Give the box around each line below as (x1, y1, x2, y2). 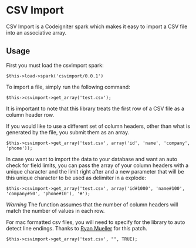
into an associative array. (6, 29, 67, 36)
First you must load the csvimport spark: (6, 62, 104, 69)
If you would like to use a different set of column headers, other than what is (6, 123, 191, 130)
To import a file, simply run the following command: (6, 83, 130, 90)
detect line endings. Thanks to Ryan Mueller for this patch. (6, 225, 148, 232)
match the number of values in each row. (6, 207, 105, 214)
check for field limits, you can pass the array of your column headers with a (6, 162, 189, 169)
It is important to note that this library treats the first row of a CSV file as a (6, 105, 185, 112)
